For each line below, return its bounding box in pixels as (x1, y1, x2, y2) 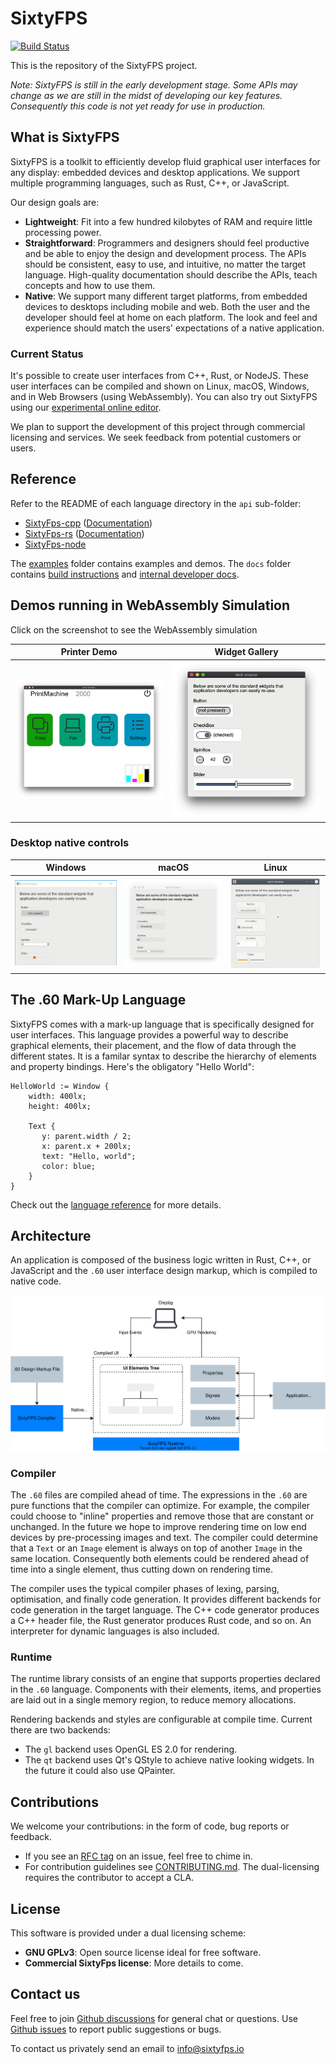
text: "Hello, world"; (41, 1151, 137, 1161)
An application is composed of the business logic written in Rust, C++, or (10, 1254, 312, 1266)
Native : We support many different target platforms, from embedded (24, 290, 308, 302)
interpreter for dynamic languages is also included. (10, 1625, 220, 1637)
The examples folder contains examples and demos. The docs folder (10, 557, 292, 569)
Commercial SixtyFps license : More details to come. (24, 1957, 244, 1969)
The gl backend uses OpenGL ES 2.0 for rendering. (24, 1743, 238, 1756)
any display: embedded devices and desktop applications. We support (10, 166, 300, 178)
